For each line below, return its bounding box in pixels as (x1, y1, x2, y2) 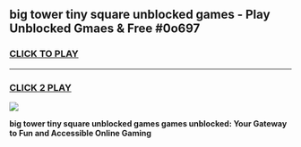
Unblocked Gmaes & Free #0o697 (9, 21, 201, 37)
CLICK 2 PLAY (9, 81, 72, 94)
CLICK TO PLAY (9, 48, 79, 61)
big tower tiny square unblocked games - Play (9, 7, 271, 22)
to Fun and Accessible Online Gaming (9, 127, 152, 138)
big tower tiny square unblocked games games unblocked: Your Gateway (9, 118, 288, 128)
